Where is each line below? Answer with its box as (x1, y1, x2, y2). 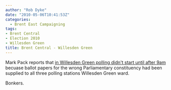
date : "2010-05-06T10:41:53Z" (5, 12, 70, 17)
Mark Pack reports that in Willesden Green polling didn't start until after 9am (5, 59, 166, 65)
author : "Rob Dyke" (5, 7, 47, 13)
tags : (5, 26, 17, 32)
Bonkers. (5, 80, 25, 86)
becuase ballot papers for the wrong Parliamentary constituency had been (5, 65, 162, 71)
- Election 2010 (5, 36, 40, 41)
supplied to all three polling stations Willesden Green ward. (5, 70, 130, 76)
